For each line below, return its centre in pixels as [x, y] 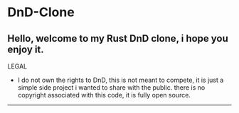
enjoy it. [26, 49]
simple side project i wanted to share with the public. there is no [111, 88]
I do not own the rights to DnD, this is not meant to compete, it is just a [121, 80]
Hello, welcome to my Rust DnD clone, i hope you [118, 38]
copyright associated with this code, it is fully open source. [104, 95]
